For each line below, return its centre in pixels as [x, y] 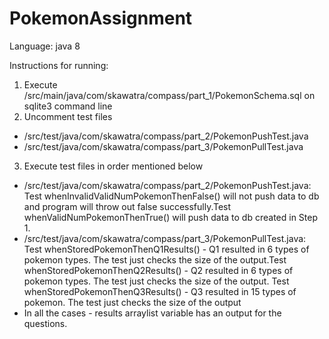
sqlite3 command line [68, 106]
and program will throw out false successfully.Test [127, 206]
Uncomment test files [68, 116]
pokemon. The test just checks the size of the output [132, 302]
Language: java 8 [45, 46]
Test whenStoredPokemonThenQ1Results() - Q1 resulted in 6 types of [166, 249]
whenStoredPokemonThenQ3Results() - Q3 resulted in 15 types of [160, 291]
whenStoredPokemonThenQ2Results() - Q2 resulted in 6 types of [158, 270]
